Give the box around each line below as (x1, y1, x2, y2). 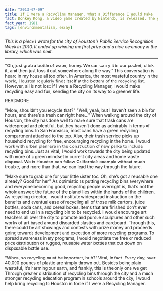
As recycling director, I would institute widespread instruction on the (5, 194, 141, 200)
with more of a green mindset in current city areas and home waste (5, 154, 140, 160)
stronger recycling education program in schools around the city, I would (5, 275, 150, 281)
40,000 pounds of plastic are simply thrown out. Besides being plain (5, 260, 142, 266)
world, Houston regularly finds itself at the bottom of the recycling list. (5, 78, 145, 84)
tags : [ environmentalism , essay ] (5, 25, 73, 30)
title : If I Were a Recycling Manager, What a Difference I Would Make (5, 12, 153, 16)
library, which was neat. (5, 49, 53, 55)
